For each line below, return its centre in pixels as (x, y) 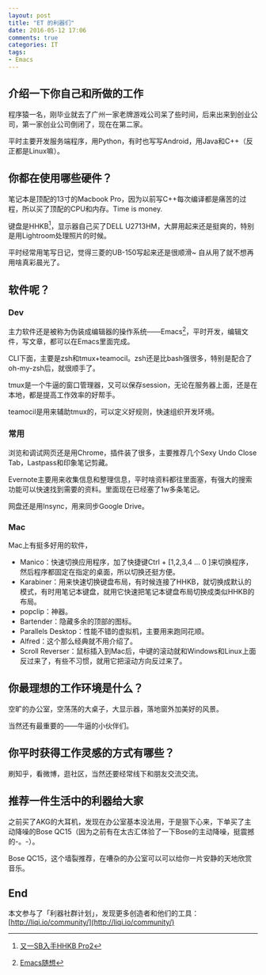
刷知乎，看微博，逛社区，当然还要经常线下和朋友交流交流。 (105, 773)
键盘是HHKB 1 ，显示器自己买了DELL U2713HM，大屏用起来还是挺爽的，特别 (131, 225)
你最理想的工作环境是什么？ (76, 688)
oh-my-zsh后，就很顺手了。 (54, 368)
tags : (17, 52)
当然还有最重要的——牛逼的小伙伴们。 (70, 726)
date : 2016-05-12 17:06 (47, 30)
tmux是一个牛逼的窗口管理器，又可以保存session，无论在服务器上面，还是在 (133, 385)
